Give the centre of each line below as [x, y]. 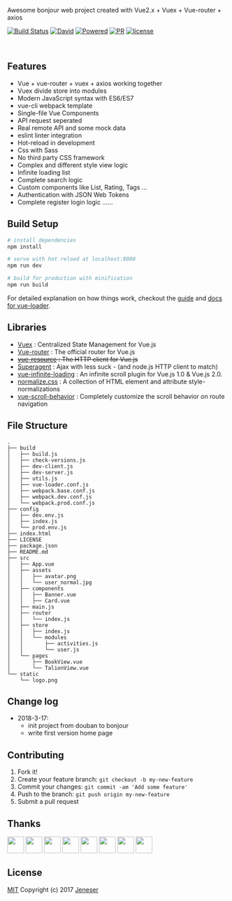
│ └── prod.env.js [37, 527]
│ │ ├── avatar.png [42, 576]
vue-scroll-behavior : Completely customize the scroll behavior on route [121, 396]
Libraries [27, 328]
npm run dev [24, 266]
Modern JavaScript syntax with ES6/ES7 [75, 98]
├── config [23, 509]
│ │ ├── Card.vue [39, 601]
